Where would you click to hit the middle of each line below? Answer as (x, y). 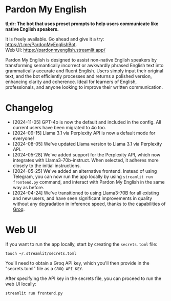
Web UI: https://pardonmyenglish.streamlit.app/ (56, 50)
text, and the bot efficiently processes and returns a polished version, (79, 76)
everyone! (23, 138)
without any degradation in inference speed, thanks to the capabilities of (89, 204)
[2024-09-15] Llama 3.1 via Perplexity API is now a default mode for (84, 133)
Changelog (29, 108)
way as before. (28, 187)
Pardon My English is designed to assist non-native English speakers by (81, 59)
